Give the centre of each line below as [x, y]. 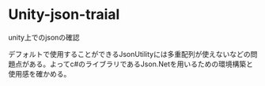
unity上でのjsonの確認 [44, 37]
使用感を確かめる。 [40, 73]
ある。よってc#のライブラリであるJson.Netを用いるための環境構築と [141, 64]
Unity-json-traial [64, 15]
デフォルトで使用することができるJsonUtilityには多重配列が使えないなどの [129, 54]
